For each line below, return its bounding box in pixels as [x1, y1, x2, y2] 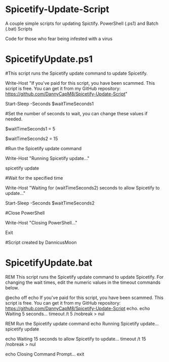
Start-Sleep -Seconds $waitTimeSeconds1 [5, 101, 94, 107]
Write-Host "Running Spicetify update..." [5, 155, 90, 161]
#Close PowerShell [5, 210, 45, 216]
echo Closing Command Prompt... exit [5, 351, 85, 357]
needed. [5, 116, 23, 122]
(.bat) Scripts [5, 25, 33, 31]
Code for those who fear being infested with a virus [5, 36, 113, 42]
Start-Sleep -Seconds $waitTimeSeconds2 [5, 200, 95, 206]
